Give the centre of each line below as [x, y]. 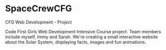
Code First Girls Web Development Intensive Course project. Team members [83, 31]
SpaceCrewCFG [39, 9]
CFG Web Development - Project [38, 22]
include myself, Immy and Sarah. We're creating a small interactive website [82, 37]
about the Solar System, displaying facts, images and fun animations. [76, 42]
